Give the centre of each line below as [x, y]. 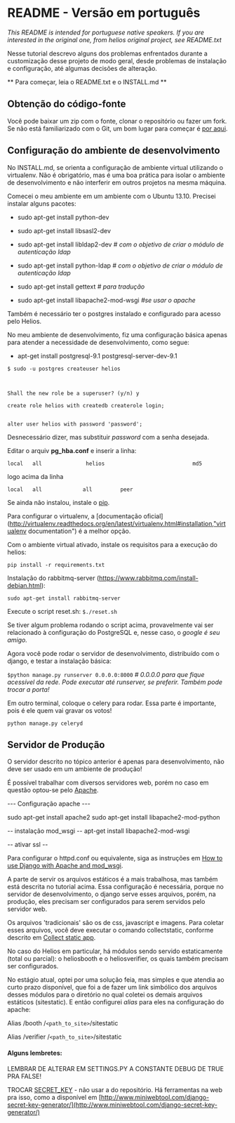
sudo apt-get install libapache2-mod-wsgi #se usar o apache [107, 300]
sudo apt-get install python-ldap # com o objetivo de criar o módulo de [120, 265]
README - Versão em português [104, 13]
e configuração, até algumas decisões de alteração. [82, 68]
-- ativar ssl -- [28, 845]
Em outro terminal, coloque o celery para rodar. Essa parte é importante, [112, 703]
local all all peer [70, 490]
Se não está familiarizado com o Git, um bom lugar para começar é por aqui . [117, 129]
